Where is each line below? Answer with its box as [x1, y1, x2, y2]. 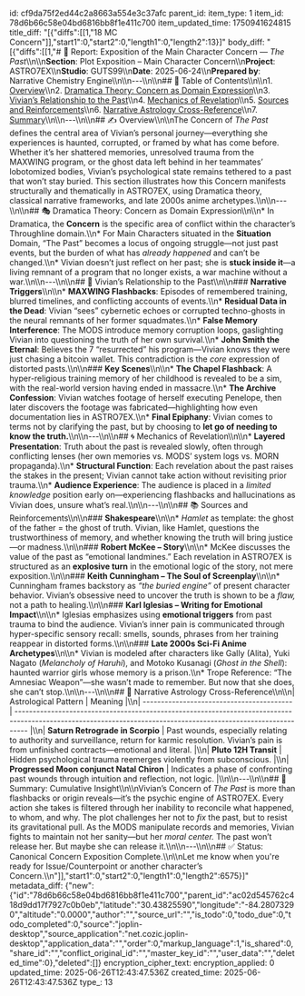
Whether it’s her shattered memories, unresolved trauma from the [9, 147, 254, 157]
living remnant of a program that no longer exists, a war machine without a [9, 267, 288, 277]
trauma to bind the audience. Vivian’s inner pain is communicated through [9, 619, 285, 630]
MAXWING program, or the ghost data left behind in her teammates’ [9, 156, 263, 167]
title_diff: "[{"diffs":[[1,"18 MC [9, 27, 118, 37]
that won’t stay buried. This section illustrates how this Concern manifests [9, 176, 286, 186]
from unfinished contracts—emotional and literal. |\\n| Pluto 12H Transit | [9, 744, 282, 755]
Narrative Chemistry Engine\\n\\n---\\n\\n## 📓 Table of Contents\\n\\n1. [9, 75, 273, 85]
